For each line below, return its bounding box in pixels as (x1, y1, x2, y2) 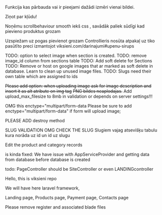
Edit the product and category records (5, 142, 82, 148)
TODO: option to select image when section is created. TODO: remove (5, 53, 147, 58)
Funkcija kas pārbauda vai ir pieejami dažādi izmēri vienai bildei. (5, 4, 135, 10)
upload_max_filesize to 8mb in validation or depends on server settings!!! (5, 93, 153, 99)
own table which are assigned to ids (5, 74, 78, 79)
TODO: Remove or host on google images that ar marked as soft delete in (5, 63, 153, 69)
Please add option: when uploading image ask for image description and (5, 83, 152, 89)
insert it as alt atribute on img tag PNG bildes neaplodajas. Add (5, 88, 132, 94)
